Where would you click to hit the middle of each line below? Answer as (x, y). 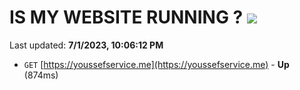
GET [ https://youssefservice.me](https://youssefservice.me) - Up (156, 64)
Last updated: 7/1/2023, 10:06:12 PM (86, 45)
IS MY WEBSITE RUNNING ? (126, 17)
